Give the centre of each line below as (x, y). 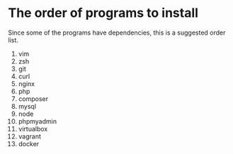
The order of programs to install (103, 13)
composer (33, 99)
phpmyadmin (38, 121)
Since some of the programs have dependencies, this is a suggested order (117, 32)
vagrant (30, 136)
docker (29, 143)
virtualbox (33, 129)
